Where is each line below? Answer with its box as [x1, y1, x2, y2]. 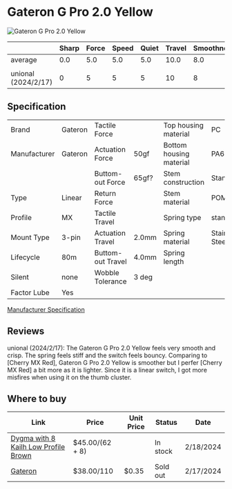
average [10, 54, 37, 64]
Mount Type [10, 232, 50, 242]
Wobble [94, 268, 119, 277]
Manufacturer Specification [7, 305, 85, 314]
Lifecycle [10, 252, 40, 262]
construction [163, 177, 205, 187]
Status [155, 418, 178, 428]
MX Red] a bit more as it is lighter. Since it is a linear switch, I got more [7, 366, 207, 374]
